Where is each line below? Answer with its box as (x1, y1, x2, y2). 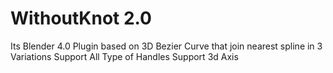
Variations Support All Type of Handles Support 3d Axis (10, 50, 239, 62)
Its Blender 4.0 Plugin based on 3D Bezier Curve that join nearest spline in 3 (10, 40, 323, 52)
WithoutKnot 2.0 (10, 7, 152, 30)
